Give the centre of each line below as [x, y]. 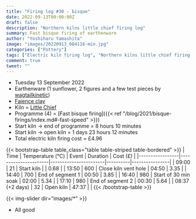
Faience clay [30, 101]
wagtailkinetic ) [32, 95]
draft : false [22, 22]
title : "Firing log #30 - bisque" [48, 11]
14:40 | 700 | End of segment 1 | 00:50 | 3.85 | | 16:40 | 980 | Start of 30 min [98, 175]
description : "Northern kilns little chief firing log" [76, 28]
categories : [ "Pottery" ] [36, 50]
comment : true [23, 60]
